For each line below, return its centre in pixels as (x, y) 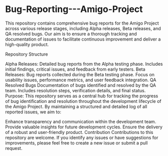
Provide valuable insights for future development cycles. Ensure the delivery (84, 127)
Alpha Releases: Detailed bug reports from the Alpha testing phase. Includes (84, 64)
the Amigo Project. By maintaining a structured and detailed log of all (76, 106)
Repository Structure (27, 54)
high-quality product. (27, 44)
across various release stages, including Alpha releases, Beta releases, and (83, 28)
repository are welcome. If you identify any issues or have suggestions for (82, 137)
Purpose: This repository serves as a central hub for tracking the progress (82, 96)
